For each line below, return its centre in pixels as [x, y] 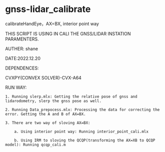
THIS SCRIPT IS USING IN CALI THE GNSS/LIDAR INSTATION [68, 33]
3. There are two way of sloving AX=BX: [48, 123]
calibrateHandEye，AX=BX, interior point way [52, 23]
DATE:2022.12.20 [23, 58]
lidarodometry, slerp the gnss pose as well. [53, 101]
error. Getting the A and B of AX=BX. [45, 114]
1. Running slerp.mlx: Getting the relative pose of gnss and [71, 96]
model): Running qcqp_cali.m [35, 144]
